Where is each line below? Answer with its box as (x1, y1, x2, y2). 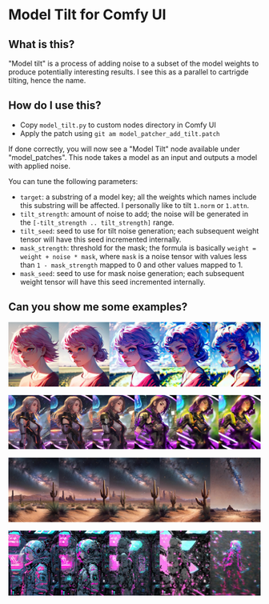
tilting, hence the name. (8, 76, 86, 85)
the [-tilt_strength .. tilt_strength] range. (19, 218, 175, 227)
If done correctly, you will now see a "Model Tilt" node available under (8, 144, 240, 154)
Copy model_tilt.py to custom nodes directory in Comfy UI (19, 120, 216, 130)
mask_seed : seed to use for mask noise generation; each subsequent (19, 268, 245, 278)
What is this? (8, 38, 75, 51)
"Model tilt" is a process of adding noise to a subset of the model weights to (8, 58, 259, 68)
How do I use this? (8, 98, 102, 113)
